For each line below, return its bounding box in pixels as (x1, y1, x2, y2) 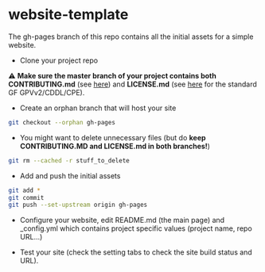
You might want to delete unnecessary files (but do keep (19, 132, 206, 142)
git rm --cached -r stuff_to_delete (8, 156, 130, 164)
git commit (8, 193, 45, 201)
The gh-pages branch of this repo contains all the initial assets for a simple (8, 32, 254, 41)
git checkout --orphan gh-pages (8, 118, 115, 126)
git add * (8, 186, 41, 194)
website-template (8, 6, 129, 24)
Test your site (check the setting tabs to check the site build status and (19, 247, 252, 257)
